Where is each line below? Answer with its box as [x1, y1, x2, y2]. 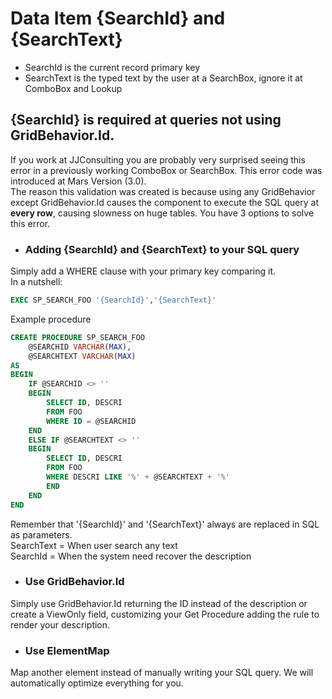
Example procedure [10, 313, 92, 325]
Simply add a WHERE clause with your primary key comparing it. [10, 265, 277, 277]
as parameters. [10, 528, 73, 541]
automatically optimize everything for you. [10, 677, 184, 689]
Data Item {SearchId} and [10, 7, 226, 30]
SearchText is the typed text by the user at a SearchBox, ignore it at [24, 72, 303, 84]
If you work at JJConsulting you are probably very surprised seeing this [10, 153, 306, 166]
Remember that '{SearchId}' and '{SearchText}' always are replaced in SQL [10, 518, 320, 530]
